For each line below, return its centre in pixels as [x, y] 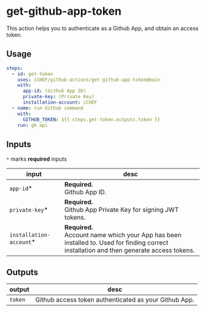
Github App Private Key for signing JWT [121, 210]
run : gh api [32, 125]
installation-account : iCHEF [60, 102]
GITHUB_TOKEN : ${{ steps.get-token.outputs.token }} [91, 120]
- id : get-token [32, 74]
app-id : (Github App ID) [54, 91]
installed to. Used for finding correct [116, 243]
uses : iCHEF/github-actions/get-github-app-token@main [89, 80]
